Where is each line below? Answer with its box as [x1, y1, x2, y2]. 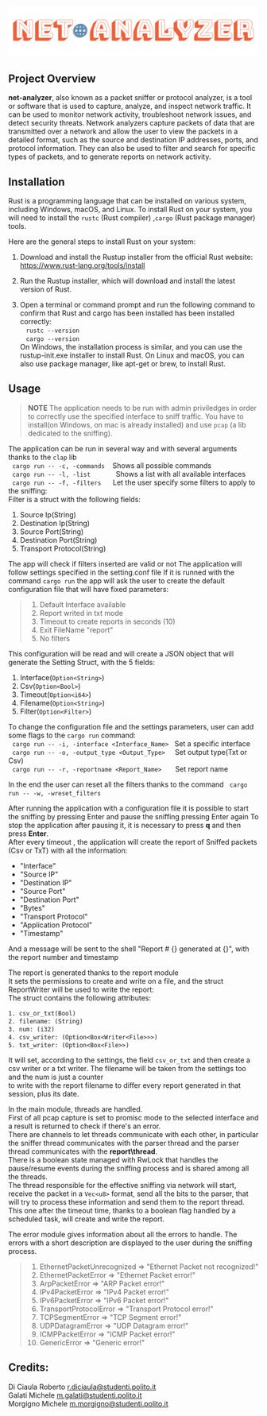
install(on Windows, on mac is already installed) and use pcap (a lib [27, 420, 246, 429]
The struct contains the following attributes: [8, 992, 151, 1003]
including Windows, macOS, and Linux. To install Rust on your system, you [8, 205, 253, 215]
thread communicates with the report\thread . [8, 1147, 157, 1156]
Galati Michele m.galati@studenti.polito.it [8, 1390, 142, 1400]
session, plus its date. [8, 1089, 79, 1098]
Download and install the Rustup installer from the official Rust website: [19, 253, 253, 262]
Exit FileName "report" [39, 625, 114, 634]
